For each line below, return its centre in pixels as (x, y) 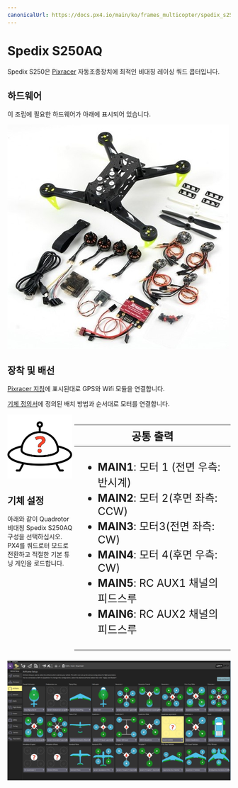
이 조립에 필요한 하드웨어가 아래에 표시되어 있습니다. (79, 114)
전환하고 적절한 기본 (35, 555)
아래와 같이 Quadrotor (38, 519)
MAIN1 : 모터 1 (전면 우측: (159, 467)
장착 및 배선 (31, 370)
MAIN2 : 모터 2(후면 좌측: (158, 498)
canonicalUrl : (28, 15)
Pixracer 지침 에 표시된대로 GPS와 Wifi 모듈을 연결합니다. (86, 389)
